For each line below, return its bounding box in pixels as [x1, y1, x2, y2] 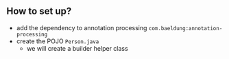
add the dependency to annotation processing [16, 23, 147, 32]
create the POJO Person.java [16, 37, 99, 45]
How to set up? [6, 5, 72, 17]
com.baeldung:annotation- [148, 25, 223, 32]
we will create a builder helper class [26, 44, 128, 52]
